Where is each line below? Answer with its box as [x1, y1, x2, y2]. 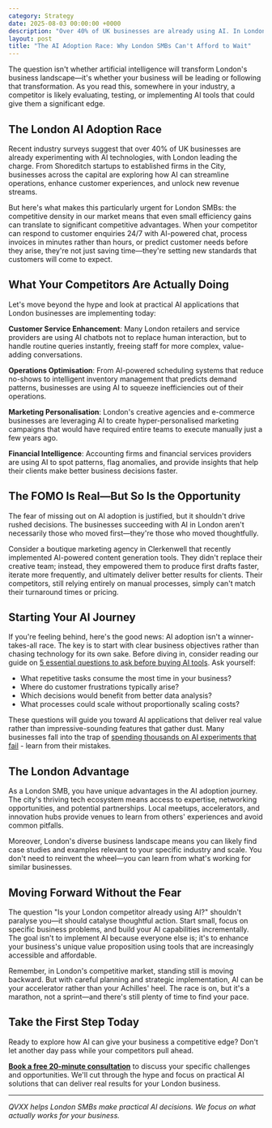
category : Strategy [8, 11, 74, 20]
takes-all [8, 640, 38, 650]
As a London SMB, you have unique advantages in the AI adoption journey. [8, 786, 257, 796]
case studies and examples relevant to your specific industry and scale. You [8, 845, 262, 855]
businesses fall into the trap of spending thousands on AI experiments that [8, 732, 257, 743]
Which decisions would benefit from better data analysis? [19, 691, 212, 700]
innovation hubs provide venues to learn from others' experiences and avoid [8, 812, 263, 822]
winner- [227, 632, 254, 642]
